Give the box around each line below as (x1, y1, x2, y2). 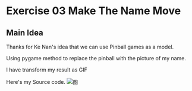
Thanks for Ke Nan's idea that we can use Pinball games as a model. (6, 43, 174, 50)
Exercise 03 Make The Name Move (6, 4, 181, 18)
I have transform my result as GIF (6, 66, 88, 73)
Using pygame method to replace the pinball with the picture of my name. (6, 55, 186, 61)
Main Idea (6, 28, 43, 38)
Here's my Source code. (6, 79, 65, 85)
